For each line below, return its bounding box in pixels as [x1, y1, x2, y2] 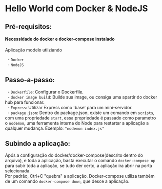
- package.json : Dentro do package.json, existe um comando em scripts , [7, 110, 155, 116]
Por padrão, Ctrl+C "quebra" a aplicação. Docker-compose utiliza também [5, 173, 155, 179]
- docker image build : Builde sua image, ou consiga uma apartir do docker [7, 94, 158, 100]
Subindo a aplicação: [5, 139, 71, 147]
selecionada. [5, 168, 31, 174]
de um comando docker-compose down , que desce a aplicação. [5, 178, 130, 184]
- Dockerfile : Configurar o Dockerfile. [7, 89, 84, 94]
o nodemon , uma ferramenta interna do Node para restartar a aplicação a [5, 120, 149, 126]
